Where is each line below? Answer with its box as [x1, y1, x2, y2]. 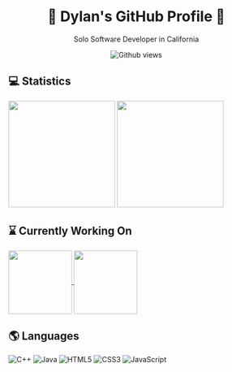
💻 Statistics [8, 75, 71, 89]
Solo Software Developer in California [73, 34, 200, 44]
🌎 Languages [8, 329, 79, 343]
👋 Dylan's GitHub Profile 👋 [47, 7, 226, 26]
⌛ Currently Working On [8, 224, 132, 238]
